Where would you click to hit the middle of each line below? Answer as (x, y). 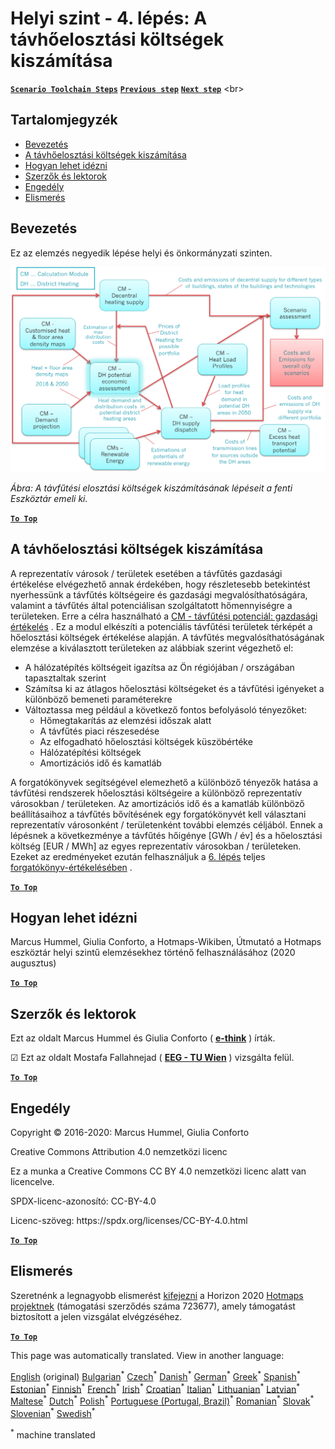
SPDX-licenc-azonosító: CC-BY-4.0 (83, 1201)
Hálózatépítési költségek (90, 752)
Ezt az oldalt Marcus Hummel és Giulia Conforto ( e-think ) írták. (143, 1038)
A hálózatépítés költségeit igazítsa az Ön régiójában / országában (159, 667)
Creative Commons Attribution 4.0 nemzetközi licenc (119, 1152)
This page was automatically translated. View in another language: (147, 1355)
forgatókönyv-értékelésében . (71, 867)
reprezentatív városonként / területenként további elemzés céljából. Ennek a (166, 824)
